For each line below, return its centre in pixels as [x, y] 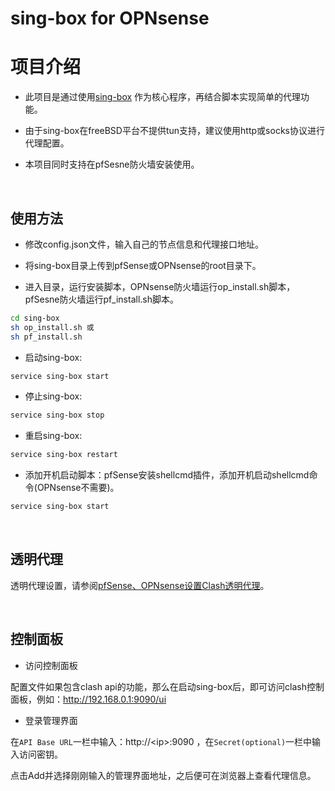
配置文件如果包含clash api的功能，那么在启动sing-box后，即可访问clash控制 [167, 686]
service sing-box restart [64, 455]
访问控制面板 [51, 665]
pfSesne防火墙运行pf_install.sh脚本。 [101, 299]
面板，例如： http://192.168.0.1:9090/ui [88, 699]
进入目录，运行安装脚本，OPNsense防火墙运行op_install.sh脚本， [160, 286]
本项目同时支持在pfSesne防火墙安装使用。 [112, 164]
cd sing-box [35, 318]
